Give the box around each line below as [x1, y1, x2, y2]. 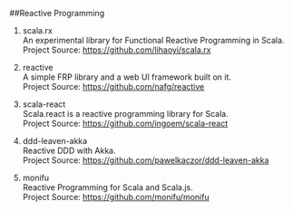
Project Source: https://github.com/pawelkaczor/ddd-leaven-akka [22, 155, 269, 166]
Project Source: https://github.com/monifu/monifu [22, 192, 210, 202]
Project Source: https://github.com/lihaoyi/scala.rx [22, 44, 211, 55]
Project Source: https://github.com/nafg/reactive [22, 82, 205, 91]
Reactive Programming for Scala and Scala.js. [22, 182, 193, 193]
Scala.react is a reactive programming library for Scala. [22, 109, 229, 119]
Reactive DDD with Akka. [22, 145, 116, 156]
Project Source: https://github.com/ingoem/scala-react [22, 118, 229, 129]
